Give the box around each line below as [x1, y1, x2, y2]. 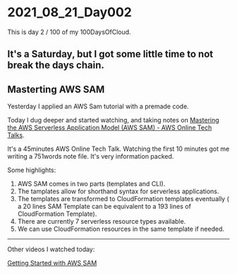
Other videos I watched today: [7, 245, 95, 253]
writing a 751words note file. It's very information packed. [7, 152, 174, 161]
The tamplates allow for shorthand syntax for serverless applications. [17, 187, 219, 195]
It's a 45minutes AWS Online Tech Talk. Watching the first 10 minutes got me [7, 144, 230, 153]
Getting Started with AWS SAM [7, 259, 97, 268]
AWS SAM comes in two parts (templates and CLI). [17, 180, 166, 188]
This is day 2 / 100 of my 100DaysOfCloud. [7, 28, 132, 36]
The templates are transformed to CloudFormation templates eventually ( [17, 195, 229, 203]
